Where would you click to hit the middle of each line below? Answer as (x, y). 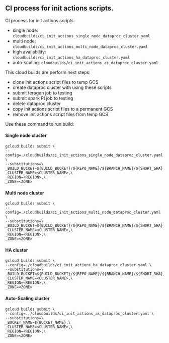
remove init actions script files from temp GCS (60, 114)
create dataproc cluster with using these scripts (62, 87)
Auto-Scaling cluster (28, 299)
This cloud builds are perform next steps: (48, 72)
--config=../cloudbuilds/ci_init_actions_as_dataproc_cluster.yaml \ (80, 313)
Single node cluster (26, 135)
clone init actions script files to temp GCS (55, 82)
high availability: (29, 52)
